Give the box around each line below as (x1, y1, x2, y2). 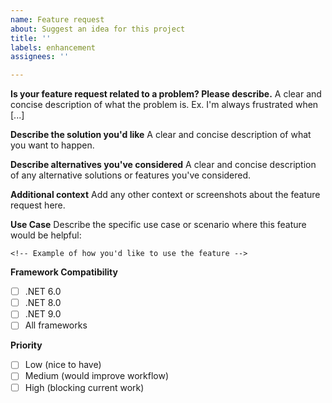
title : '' (10, 33, 52, 43)
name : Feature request (10, 14, 105, 25)
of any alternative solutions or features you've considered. (10, 169, 252, 181)
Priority (10, 339, 43, 351)
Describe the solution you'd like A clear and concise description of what (10, 129, 312, 141)
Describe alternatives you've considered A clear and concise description (10, 159, 317, 171)
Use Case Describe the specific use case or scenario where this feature (10, 219, 307, 231)
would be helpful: (10, 229, 82, 241)
